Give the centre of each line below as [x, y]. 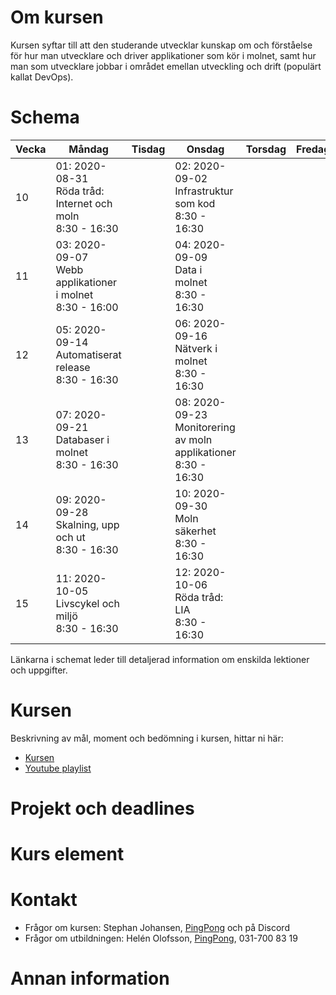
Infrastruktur [204, 191]
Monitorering [205, 427]
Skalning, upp [87, 524]
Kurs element [67, 854]
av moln [193, 439]
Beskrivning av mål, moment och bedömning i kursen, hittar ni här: [147, 738]
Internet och [84, 203]
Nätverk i [196, 348]
